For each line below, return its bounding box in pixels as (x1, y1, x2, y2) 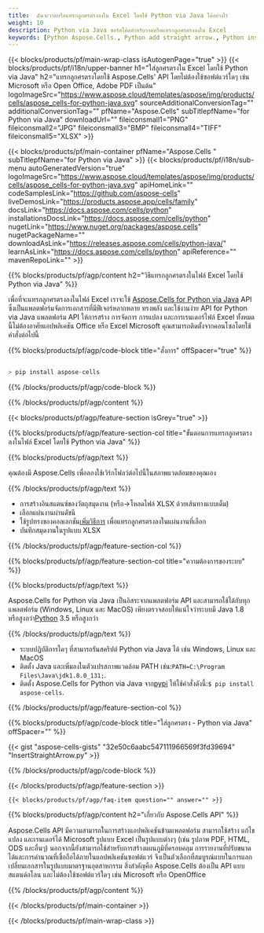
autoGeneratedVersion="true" (27, 163, 126, 173)
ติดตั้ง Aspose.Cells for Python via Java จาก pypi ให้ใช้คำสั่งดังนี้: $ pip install (19, 679, 254, 689)
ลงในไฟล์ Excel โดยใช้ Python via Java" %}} (8, 437, 141, 446)
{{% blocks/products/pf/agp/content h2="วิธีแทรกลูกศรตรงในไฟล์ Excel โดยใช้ (8, 270, 244, 280)
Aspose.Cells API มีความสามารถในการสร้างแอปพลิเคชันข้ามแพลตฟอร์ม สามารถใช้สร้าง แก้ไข (8, 826, 255, 836)
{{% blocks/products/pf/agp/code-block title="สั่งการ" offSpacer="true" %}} (8, 346, 252, 355)
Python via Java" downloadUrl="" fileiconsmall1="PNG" (8, 115, 189, 124)
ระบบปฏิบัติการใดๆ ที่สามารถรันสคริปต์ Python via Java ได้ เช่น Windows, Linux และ (19, 645, 256, 654)
